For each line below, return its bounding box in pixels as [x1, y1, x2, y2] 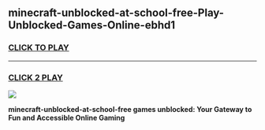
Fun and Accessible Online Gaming [8, 113, 125, 122]
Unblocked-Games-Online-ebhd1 [8, 19, 176, 32]
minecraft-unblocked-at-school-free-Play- [8, 6, 225, 20]
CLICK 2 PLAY [8, 72, 63, 83]
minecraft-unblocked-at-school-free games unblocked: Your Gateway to [8, 104, 252, 113]
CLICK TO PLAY [8, 43, 69, 54]
